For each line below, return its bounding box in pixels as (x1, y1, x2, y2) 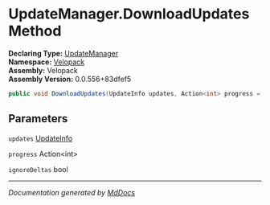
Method (8, 22, 62, 40)
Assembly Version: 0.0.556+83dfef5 (8, 74, 132, 84)
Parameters (8, 112, 68, 125)
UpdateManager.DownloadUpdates (8, 5, 250, 23)
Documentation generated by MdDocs (8, 187, 135, 197)
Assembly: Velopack (8, 65, 79, 75)
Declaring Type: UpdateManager (8, 48, 119, 58)
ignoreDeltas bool (8, 164, 68, 174)
